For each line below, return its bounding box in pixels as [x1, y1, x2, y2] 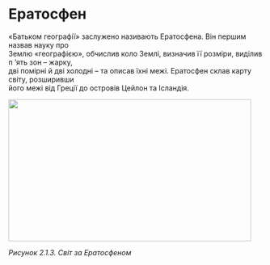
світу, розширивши [8, 74, 74, 84]
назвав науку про [8, 40, 69, 49]
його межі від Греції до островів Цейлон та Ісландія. [8, 82, 190, 93]
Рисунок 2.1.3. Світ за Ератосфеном [8, 247, 132, 257]
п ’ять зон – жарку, [8, 57, 73, 67]
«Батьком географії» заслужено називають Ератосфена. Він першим [8, 32, 247, 41]
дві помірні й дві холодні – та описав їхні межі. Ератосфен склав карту [8, 65, 252, 75]
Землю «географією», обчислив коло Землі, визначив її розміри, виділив [8, 48, 263, 58]
